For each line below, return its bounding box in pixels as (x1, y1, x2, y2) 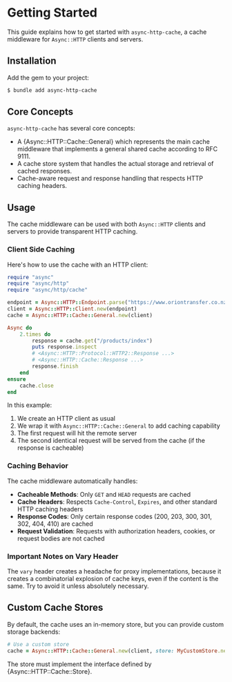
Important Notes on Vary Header (7, 551, 119, 561)
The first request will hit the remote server (17, 429, 137, 437)
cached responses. (17, 167, 72, 176)
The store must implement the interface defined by (7, 660, 152, 668)
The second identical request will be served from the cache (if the (17, 437, 206, 445)
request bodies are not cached (17, 534, 105, 542)
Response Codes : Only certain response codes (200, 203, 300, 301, (17, 512, 213, 520)
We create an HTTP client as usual (17, 415, 116, 423)
